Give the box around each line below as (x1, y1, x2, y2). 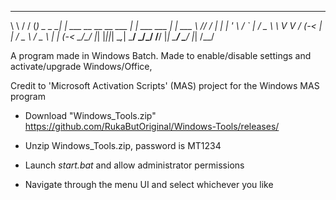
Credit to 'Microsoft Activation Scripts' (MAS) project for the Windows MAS (10, 80, 320, 91)
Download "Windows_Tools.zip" (24, 110, 157, 121)
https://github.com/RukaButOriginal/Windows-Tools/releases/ (24, 121, 280, 132)
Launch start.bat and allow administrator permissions (24, 159, 245, 171)
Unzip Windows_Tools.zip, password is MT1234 (24, 140, 222, 151)
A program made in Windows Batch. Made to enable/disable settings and (10, 50, 312, 61)
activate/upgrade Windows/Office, (10, 61, 153, 72)
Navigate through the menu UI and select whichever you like (24, 179, 274, 190)
